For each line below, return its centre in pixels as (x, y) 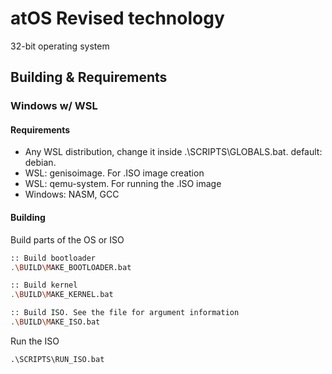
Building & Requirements (89, 77)
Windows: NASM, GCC (72, 194)
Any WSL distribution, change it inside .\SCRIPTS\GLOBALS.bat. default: (173, 152)
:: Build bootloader (53, 258)
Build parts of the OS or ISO (67, 239)
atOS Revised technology (117, 18)
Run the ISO (35, 341)
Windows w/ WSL (54, 106)
